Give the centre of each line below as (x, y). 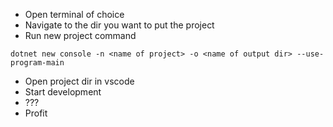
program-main (37, 63)
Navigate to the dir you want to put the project (119, 25)
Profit (36, 113)
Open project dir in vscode (79, 81)
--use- (310, 54)
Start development (63, 92)
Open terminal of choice (74, 14)
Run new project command (80, 35)
